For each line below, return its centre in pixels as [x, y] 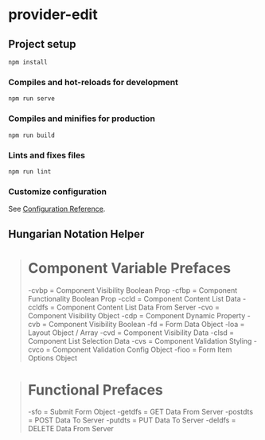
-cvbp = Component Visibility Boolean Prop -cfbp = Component [132, 290]
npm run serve [32, 99]
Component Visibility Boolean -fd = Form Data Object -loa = [147, 324]
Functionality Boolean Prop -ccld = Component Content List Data [134, 298]
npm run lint [30, 171]
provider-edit [53, 15]
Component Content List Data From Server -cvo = [138, 307]
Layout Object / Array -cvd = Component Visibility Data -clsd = [131, 333]
